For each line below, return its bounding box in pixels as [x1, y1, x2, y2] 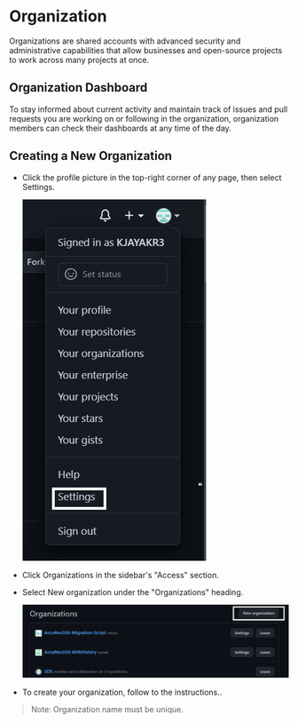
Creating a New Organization [9, 148, 173, 163]
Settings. [21, 181, 55, 192]
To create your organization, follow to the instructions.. [21, 687, 223, 698]
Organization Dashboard [9, 80, 148, 95]
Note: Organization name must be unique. [30, 704, 184, 715]
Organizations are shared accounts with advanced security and [9, 36, 241, 46]
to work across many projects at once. [9, 54, 150, 65]
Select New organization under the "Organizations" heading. [21, 586, 244, 597]
